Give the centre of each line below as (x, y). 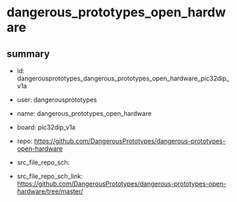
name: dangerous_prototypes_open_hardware (84, 113)
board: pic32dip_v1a (46, 127)
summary (28, 54)
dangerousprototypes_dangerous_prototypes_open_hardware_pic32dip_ (123, 78)
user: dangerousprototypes (57, 100)
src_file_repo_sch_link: (50, 176)
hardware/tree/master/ (50, 191)
